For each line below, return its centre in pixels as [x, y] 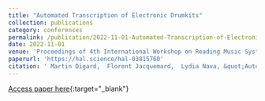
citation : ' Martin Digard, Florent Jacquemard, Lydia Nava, [114, 67]
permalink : [26, 37]
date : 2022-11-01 [37, 45]
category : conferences [45, 30]
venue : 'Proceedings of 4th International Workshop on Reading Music [125, 52]
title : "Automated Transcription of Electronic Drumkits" [105, 15]
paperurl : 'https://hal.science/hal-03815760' [86, 60]
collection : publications [50, 23]
